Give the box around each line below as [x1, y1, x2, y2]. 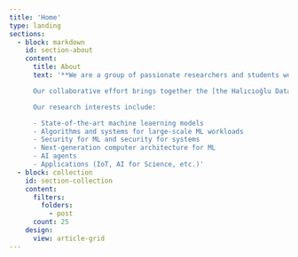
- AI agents [32, 152, 77, 160]
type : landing [9, 21, 62, 30]
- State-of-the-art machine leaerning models [32, 119, 204, 128]
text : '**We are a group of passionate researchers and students [32, 71, 279, 80]
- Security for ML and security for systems [32, 135, 200, 144]
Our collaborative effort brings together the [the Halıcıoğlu [32, 86, 272, 96]
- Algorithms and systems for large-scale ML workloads [32, 127, 244, 136]
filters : [32, 192, 66, 202]
